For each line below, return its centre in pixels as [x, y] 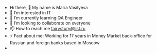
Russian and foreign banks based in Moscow [54, 43]
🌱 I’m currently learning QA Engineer [46, 18]
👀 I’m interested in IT [30, 13]
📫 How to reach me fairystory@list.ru [48, 28]
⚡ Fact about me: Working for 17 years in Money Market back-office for [81, 36]
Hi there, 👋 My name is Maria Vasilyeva [49, 8]
